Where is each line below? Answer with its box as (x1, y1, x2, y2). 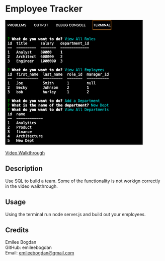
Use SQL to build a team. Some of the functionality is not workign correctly (5, 178, 160, 184)
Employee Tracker (5, 3, 83, 15)
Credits (5, 226, 29, 234)
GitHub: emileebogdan (5, 244, 52, 250)
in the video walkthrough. (5, 183, 58, 189)
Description (5, 165, 43, 173)
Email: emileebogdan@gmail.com (5, 250, 74, 256)
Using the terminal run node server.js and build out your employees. (5, 211, 146, 217)
